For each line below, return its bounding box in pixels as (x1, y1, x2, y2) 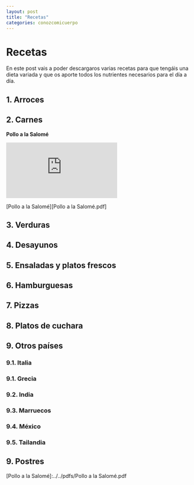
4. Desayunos (6, 240, 58, 250)
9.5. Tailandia (6, 438, 46, 446)
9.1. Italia (6, 359, 32, 367)
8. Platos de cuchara (6, 321, 83, 331)
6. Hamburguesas (6, 280, 73, 291)
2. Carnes (6, 115, 43, 125)
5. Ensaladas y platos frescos (6, 260, 117, 270)
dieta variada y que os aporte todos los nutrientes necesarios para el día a (6, 71, 187, 78)
